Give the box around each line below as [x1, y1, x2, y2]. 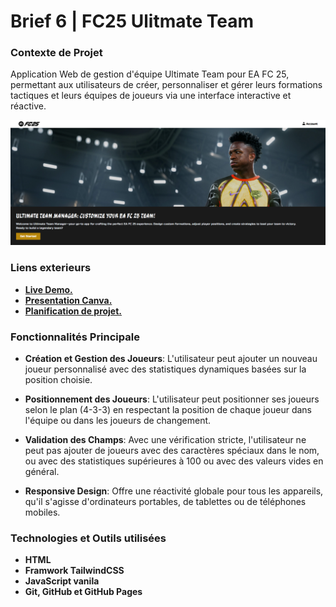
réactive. [10, 100, 47, 112]
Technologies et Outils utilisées [10, 531, 167, 545]
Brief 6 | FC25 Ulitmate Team [10, 10, 255, 33]
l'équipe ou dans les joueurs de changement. [24, 414, 212, 426]
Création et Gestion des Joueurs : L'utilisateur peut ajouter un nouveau [24, 352, 318, 364]
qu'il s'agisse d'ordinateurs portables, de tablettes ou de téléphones [24, 495, 307, 507]
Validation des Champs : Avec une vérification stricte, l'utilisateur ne [24, 433, 307, 445]
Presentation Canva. [24, 294, 113, 306]
